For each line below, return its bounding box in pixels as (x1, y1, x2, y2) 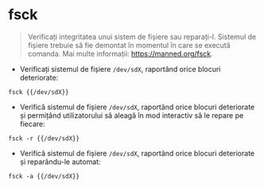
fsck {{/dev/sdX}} (8, 88, 69, 96)
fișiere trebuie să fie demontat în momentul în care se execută (27, 40, 231, 49)
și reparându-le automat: (19, 157, 101, 166)
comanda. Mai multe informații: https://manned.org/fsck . (27, 49, 213, 58)
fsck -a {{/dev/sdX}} (8, 172, 80, 180)
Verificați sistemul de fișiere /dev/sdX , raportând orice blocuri (19, 64, 221, 73)
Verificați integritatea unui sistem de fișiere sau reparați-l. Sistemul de (27, 32, 257, 41)
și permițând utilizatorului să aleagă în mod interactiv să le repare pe (19, 110, 244, 120)
